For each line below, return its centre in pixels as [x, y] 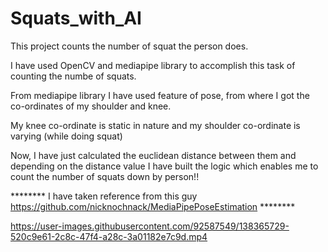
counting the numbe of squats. [73, 76]
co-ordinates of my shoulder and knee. [91, 106]
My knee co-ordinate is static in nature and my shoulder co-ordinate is [155, 125]
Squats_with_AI [76, 18]
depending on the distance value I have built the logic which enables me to [164, 166]
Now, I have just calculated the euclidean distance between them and [153, 155]
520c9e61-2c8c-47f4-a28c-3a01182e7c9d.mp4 [109, 236]
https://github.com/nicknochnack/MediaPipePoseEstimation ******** [153, 206]
